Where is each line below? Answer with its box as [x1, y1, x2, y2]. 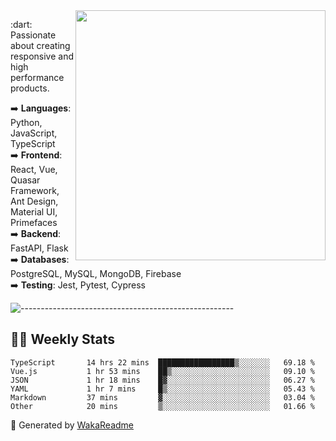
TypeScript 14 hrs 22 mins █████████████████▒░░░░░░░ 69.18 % [10, 357, 315, 368]
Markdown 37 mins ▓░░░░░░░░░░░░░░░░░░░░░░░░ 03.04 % [10, 392, 315, 403]
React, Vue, [10, 164, 58, 175]
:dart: [10, 19, 33, 30]
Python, [10, 117, 43, 128]
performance [10, 72, 65, 83]
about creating [10, 40, 71, 51]
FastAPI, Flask [10, 242, 69, 254]
